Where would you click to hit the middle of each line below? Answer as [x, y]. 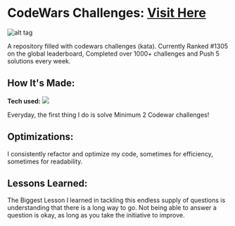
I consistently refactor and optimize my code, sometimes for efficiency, [110, 153]
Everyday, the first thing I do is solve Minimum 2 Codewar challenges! [108, 115]
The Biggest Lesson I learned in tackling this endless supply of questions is [116, 200]
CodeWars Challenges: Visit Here [107, 13]
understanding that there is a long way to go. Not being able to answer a [112, 208]
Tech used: [24, 101]
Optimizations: [40, 137]
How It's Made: [41, 83]
